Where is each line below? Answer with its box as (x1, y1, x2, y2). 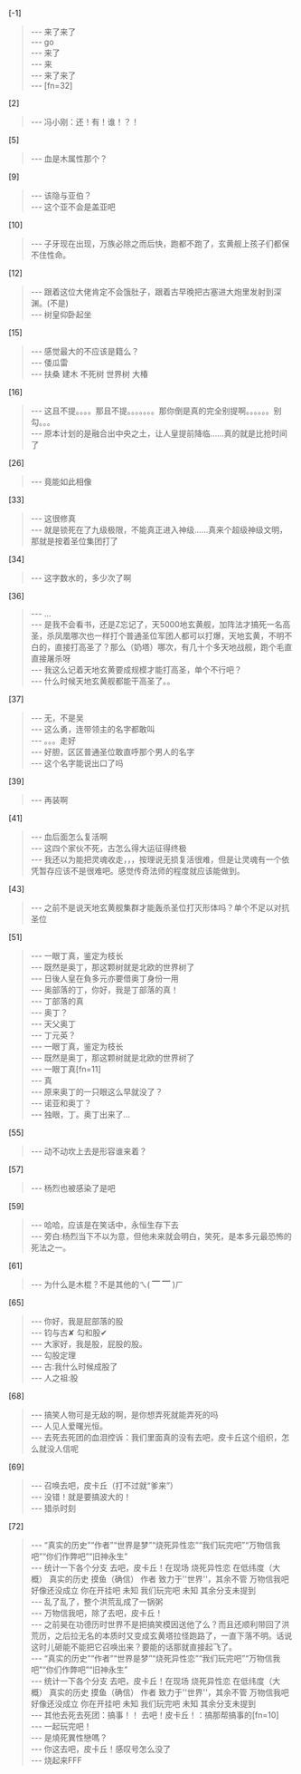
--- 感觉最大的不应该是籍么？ (30, 346, 140, 356)
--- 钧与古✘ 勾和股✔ (30, 1327, 108, 1338)
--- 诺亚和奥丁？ (30, 1098, 92, 1109)
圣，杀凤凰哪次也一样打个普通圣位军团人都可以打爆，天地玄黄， (30, 630, 268, 641)
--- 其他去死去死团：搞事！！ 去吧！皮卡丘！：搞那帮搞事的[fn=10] (30, 1710, 279, 1721)
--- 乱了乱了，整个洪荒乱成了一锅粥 (30, 1596, 164, 1607)
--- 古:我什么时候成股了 (30, 1362, 118, 1372)
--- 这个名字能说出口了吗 (30, 758, 124, 769)
